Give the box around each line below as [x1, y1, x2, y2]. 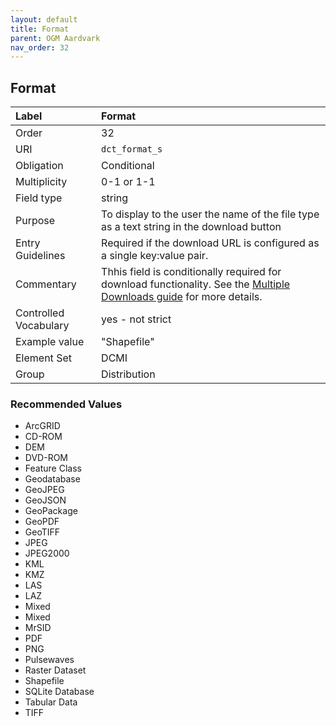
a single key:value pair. [101, 249, 209, 263]
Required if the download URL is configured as [101, 236, 320, 250]
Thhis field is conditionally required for [101, 265, 282, 279]
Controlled [15, 306, 65, 320]
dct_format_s [101, 144, 163, 155]
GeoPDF [24, 516, 60, 528]
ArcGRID [24, 420, 61, 432]
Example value [15, 335, 85, 349]
